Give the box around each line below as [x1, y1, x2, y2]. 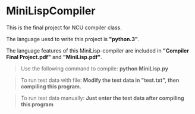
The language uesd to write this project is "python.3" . [6, 35, 140, 42]
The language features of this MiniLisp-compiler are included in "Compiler [6, 47, 189, 54]
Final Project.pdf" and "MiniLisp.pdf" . [6, 53, 102, 60]
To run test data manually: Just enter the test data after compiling [20, 94, 184, 101]
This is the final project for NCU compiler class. [6, 24, 122, 31]
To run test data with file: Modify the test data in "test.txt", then [20, 76, 180, 84]
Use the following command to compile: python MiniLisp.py [20, 64, 169, 72]
